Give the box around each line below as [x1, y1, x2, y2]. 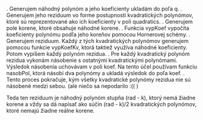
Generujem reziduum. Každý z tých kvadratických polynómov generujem [6, 38, 189, 44]
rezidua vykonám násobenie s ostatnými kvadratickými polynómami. [6, 57, 177, 64]
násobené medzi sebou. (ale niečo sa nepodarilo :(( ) [6, 82, 139, 90]
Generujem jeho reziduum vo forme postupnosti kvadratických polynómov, [6, 12, 193, 19]
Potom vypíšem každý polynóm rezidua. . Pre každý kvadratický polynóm [6, 50, 190, 57]
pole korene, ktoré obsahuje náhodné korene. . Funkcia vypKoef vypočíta [6, 24, 190, 32]
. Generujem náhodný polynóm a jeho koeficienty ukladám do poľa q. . [6, 5, 182, 12]
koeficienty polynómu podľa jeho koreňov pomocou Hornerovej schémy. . [6, 31, 191, 38]
